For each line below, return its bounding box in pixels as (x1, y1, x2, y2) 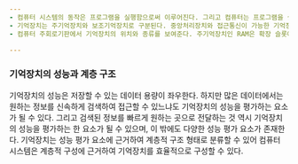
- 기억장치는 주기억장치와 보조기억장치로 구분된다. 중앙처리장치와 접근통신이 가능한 (9, 21, 271, 30)
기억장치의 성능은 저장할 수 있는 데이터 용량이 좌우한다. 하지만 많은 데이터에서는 (9, 90, 284, 100)
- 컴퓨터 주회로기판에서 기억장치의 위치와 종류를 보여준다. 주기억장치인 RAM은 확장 (9, 29, 272, 38)
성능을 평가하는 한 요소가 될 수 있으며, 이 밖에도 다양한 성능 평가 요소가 (18, 123, 262, 134)
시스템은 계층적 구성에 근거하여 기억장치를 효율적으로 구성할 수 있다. (9, 145, 244, 156)
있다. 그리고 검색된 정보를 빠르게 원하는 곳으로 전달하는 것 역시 (36, 112, 253, 122)
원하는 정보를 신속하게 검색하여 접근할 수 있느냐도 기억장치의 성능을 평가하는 (9, 101, 272, 112)
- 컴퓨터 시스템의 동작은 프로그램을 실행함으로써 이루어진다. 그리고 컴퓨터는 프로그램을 (9, 12, 284, 22)
